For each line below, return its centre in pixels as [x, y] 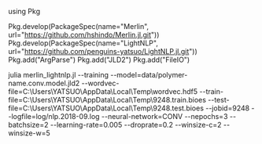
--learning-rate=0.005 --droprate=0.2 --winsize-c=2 [136, 125]
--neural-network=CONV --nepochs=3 [164, 116]
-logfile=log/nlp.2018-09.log [54, 116]
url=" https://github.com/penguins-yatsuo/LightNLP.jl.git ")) [103, 51]
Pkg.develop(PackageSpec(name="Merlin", [79, 26]
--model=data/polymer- [149, 75]
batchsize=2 [28, 125]
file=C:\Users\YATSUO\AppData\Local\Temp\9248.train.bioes [107, 100]
